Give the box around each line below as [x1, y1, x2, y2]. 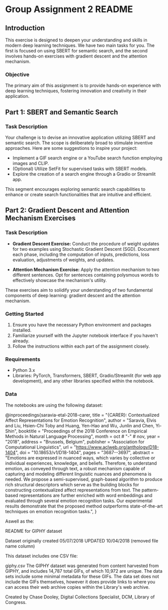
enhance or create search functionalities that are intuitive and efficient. [5, 191, 152, 197]
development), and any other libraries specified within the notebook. [12, 378, 154, 384]
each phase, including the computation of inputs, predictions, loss [12, 251, 150, 257]
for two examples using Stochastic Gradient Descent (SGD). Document [12, 246, 159, 252]
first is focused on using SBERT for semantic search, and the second [5, 48, 148, 53]
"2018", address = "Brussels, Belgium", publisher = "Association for [5, 438, 145, 445]
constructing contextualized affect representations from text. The [5, 487, 141, 493]
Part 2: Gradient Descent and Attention [5, 206, 130, 215]
